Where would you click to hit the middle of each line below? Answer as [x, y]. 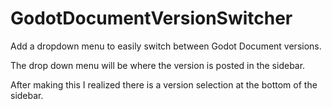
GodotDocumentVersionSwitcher [151, 18]
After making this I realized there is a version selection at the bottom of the [164, 84]
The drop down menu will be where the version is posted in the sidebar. [158, 65]
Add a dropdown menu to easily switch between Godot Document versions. [166, 46]
